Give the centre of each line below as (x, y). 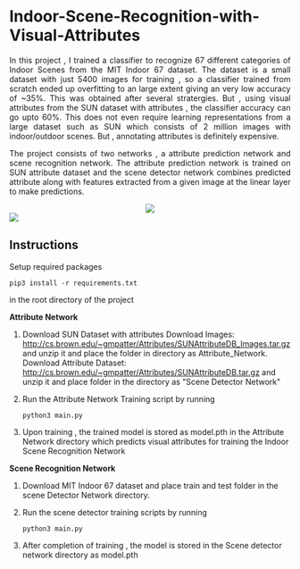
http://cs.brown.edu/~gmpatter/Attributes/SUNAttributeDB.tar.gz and (149, 372)
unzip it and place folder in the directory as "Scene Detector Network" (151, 381)
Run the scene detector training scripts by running (115, 512)
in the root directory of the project (71, 299)
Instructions (44, 245)
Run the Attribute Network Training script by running (119, 398)
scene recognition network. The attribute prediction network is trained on (150, 163)
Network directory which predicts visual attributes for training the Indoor (155, 441)
